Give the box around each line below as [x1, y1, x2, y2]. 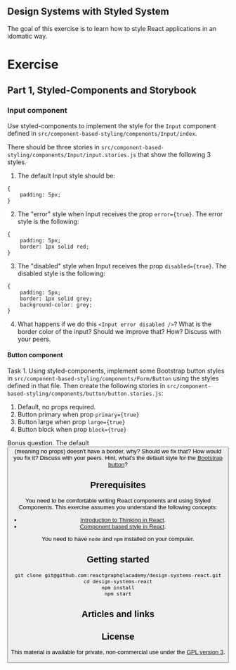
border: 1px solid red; [20, 243, 90, 250]
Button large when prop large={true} [17, 417, 126, 426]
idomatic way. [7, 32, 48, 40]
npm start [104, 590, 132, 597]
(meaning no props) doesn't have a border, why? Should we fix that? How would [14, 447, 222, 455]
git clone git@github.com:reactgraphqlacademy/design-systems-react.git [14, 571, 222, 578]
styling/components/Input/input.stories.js [7, 151, 137, 159]
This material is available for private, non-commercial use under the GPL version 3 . [11, 648, 225, 656]
